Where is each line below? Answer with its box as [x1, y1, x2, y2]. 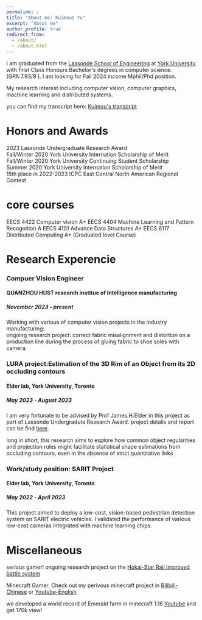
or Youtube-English [28, 588, 77, 596]
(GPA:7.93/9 [6, 73, 37, 80]
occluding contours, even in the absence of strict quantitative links [6, 449, 173, 457]
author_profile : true [6, 26, 61, 32]
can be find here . [6, 424, 49, 432]
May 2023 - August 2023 [6, 396, 72, 404]
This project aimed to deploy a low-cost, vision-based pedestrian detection [6, 509, 195, 516]
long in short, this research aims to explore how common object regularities [6, 436, 196, 444]
